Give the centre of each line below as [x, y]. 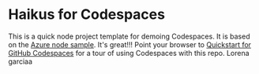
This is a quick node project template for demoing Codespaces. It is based [129, 36]
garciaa [21, 61]
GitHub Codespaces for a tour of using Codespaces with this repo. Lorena [129, 53]
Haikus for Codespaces [87, 15]
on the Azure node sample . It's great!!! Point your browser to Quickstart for [129, 44]
